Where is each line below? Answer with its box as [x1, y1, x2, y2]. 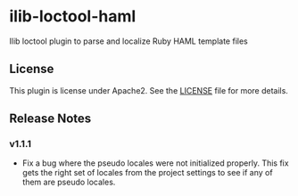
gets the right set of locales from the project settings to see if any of [21, 167, 274, 178]
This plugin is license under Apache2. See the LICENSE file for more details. [9, 85, 288, 95]
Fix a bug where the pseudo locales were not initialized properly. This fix [21, 158, 289, 168]
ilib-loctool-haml [9, 6, 137, 27]
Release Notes [9, 111, 92, 127]
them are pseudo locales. [21, 176, 116, 188]
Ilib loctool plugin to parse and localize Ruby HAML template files [9, 36, 248, 46]
